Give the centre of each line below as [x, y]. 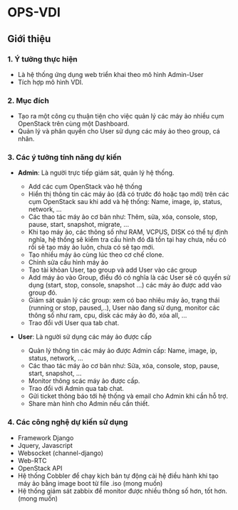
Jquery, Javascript [45, 445]
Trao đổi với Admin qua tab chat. [76, 389]
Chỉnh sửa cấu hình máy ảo [68, 262]
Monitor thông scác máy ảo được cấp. [84, 381]
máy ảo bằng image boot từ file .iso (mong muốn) [90, 483]
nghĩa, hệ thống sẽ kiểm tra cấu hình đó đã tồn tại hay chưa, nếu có [127, 240]
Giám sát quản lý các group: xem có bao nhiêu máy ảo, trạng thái [124, 300]
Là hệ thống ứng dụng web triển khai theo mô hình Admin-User [110, 74]
